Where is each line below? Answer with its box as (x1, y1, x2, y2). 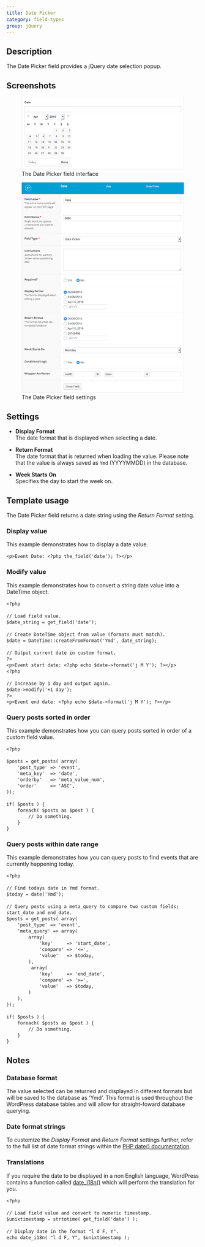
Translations (6, 1158, 45, 1167)
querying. (6, 1107, 31, 1114)
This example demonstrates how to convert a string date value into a (6, 581, 179, 589)
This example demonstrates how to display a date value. (6, 541, 149, 548)
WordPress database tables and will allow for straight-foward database (6, 1100, 185, 1108)
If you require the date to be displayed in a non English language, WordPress (6, 1172, 199, 1180)
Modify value (6, 568, 47, 576)
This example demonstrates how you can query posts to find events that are (6, 854, 199, 861)
